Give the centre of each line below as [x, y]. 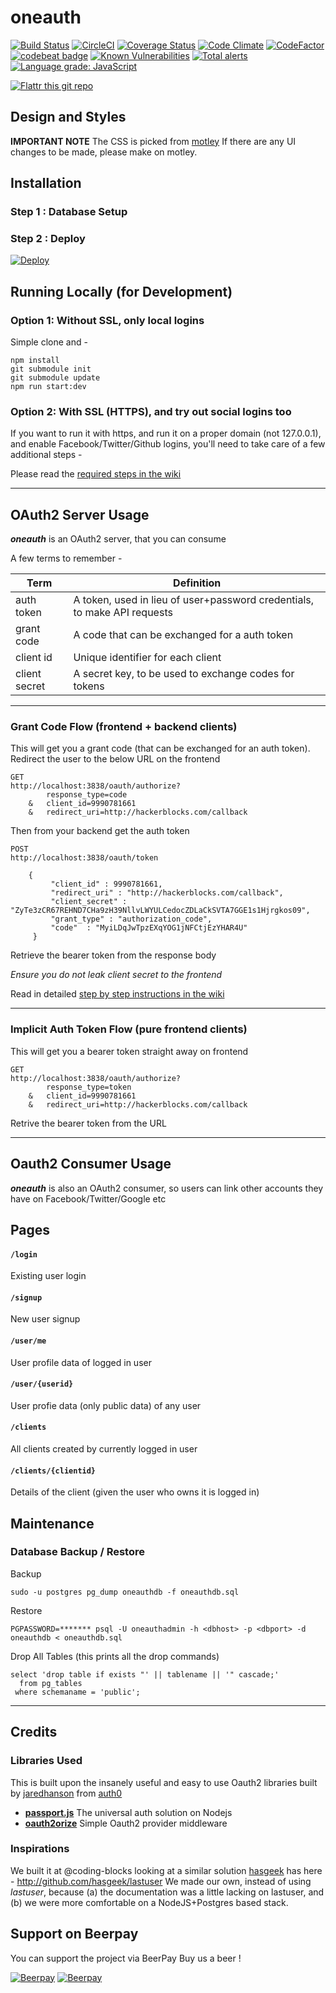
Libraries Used [46, 1761]
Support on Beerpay [74, 1934]
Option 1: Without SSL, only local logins [107, 320]
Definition [197, 583]
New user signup [45, 1319]
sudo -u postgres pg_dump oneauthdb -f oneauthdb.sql [125, 1592]
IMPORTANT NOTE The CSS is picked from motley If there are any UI [153, 141]
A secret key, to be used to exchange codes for [184, 674]
